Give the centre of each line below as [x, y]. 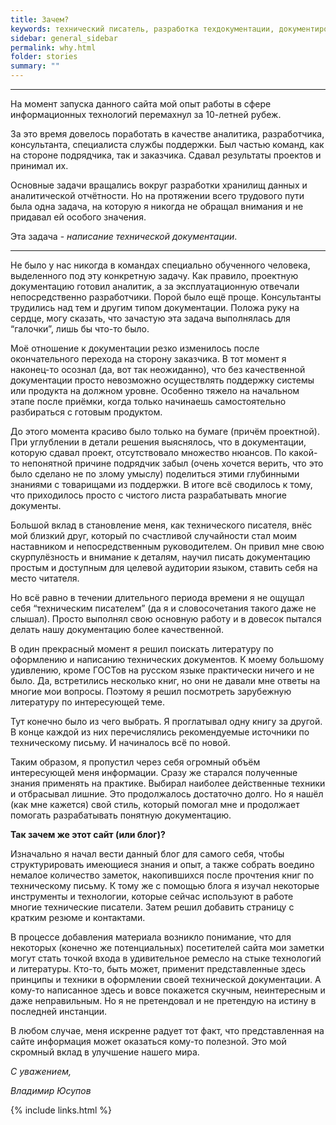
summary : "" [35, 66]
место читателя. [45, 578]
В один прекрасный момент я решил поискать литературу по [142, 649]
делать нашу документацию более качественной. [117, 629]
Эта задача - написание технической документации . [124, 236]
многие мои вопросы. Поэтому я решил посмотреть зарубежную [151, 691]
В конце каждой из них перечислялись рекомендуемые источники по [160, 732]
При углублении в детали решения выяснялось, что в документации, [158, 442]
